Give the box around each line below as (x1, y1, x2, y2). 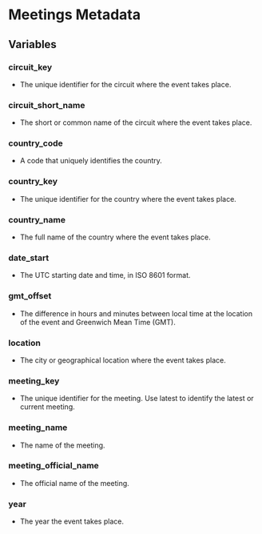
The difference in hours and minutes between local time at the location (19, 308, 253, 318)
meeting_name (8, 422, 68, 433)
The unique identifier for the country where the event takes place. (19, 194, 237, 203)
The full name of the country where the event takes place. (19, 232, 211, 242)
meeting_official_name (8, 460, 100, 472)
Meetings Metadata (8, 6, 141, 24)
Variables (8, 38, 58, 51)
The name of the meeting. (19, 440, 105, 450)
